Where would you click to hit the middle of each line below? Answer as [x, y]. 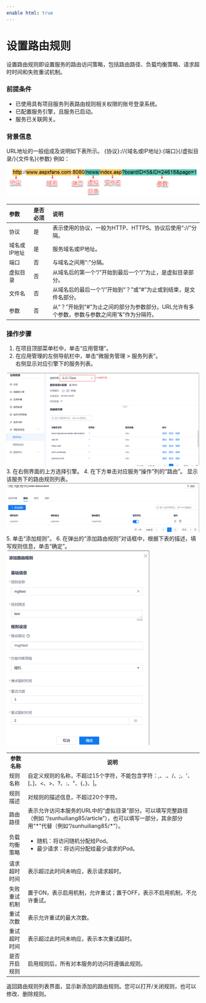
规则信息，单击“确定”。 [41, 546]
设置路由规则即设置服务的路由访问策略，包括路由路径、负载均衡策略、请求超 [103, 64]
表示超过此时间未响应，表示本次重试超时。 [81, 939]
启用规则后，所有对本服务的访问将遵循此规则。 [86, 964]
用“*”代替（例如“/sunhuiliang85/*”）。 [75, 826]
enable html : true [30, 13]
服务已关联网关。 [37, 119]
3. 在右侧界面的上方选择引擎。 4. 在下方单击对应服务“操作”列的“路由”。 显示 [102, 471]
